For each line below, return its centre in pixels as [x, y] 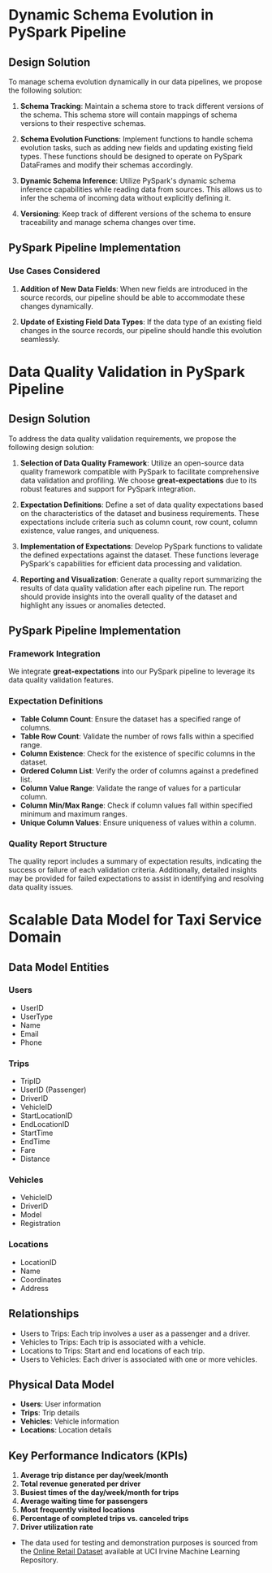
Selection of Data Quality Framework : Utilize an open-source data [132, 463]
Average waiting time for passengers [84, 1501]
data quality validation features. [61, 680]
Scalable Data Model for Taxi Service [135, 920]
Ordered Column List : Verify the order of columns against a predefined [139, 770]
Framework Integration [54, 654]
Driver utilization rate [56, 1527]
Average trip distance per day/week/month [94, 1475]
